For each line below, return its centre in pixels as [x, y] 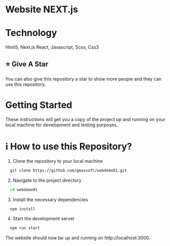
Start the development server [44, 219]
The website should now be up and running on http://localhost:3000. [78, 238]
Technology [31, 33]
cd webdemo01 [24, 190]
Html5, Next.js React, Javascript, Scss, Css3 [52, 47]
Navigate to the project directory [47, 180]
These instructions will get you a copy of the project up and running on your [85, 119]
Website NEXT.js [42, 10]
